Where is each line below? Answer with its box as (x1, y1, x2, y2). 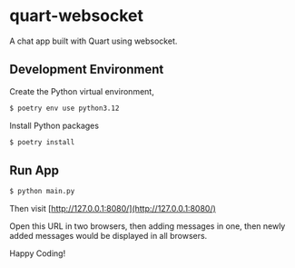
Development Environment (9, 62, 164, 77)
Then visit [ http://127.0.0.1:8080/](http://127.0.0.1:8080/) (9, 203, 216, 214)
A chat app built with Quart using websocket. (9, 35, 178, 46)
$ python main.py (9, 187, 75, 196)
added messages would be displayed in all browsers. (9, 231, 208, 242)
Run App (9, 163, 60, 178)
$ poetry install (9, 137, 75, 146)
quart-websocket (9, 5, 143, 26)
